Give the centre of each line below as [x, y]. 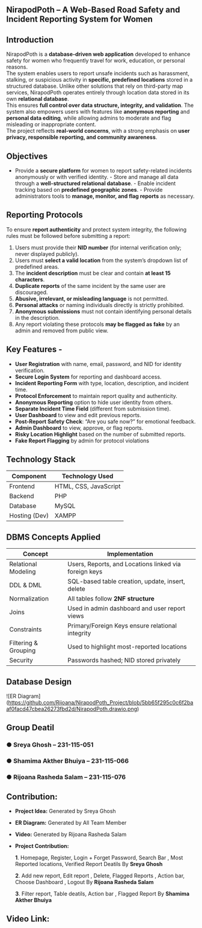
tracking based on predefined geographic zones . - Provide [89, 190]
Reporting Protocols [44, 215]
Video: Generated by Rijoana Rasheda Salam [71, 834]
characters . [30, 279]
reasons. [17, 67]
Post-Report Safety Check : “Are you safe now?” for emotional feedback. [105, 421]
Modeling [23, 572]
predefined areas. [37, 266]
